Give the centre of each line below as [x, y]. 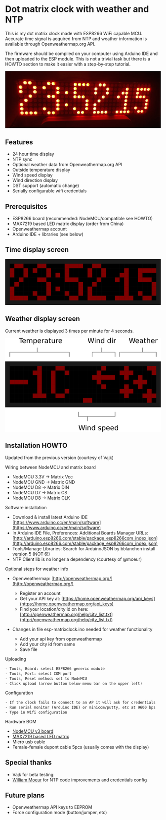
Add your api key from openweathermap [61, 639]
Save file [29, 649]
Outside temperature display [41, 170]
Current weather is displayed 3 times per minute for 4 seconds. [70, 331]
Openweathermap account [40, 229]
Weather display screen [42, 319]
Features [19, 142]
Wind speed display [32, 175]
